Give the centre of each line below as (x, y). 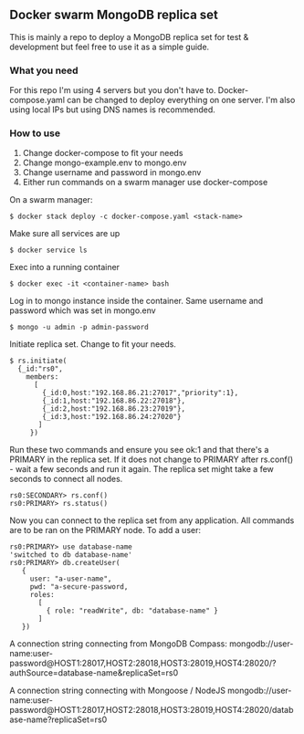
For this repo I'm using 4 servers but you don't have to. (113, 90)
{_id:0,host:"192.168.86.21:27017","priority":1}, (141, 393)
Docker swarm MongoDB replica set (114, 15)
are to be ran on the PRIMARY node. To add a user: (105, 530)
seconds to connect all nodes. (66, 479)
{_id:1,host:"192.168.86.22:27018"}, (114, 401)
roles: (42, 595)
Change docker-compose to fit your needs (103, 153)
